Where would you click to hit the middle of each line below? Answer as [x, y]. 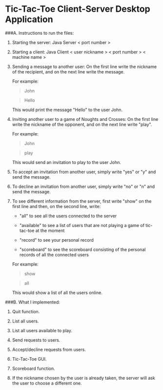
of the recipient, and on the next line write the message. [68, 71]
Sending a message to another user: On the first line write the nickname [84, 67]
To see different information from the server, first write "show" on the [82, 201]
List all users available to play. [42, 330]
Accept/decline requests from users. [49, 349]
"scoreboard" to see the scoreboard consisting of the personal [82, 249]
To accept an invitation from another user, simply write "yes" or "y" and [84, 172]
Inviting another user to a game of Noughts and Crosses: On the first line [85, 119]
